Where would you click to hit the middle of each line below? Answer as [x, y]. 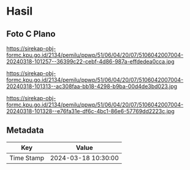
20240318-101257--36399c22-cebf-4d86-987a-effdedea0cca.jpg [90, 61]
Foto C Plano [31, 34]
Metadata [25, 131]
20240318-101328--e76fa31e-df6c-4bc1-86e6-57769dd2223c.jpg [90, 111]
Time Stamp [27, 158]
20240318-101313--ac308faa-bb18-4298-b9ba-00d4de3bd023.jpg [92, 86]
